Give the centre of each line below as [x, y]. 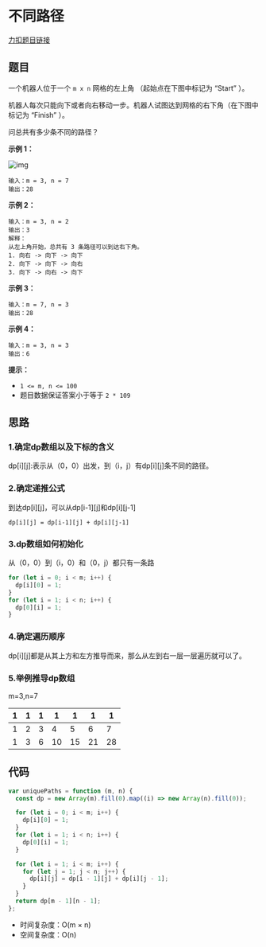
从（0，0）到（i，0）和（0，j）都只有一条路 [81, 563]
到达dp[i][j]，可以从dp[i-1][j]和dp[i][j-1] [72, 507]
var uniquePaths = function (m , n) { [71, 791]
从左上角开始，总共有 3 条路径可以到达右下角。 [76, 247]
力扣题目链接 [29, 40]
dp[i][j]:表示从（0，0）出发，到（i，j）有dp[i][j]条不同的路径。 [110, 466]
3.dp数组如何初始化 [46, 544]
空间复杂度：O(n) [48, 934]
